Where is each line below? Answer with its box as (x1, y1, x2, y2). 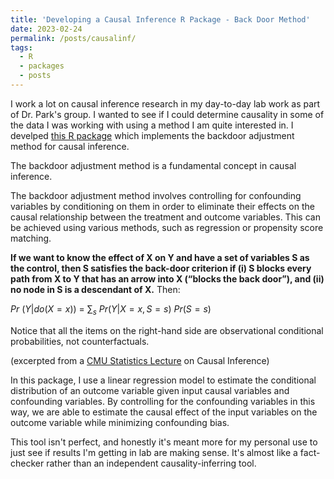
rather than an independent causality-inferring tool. (46, 457, 257, 469)
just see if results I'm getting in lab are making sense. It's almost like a (10, 446, 298, 458)
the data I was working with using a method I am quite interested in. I (10, 119, 294, 131)
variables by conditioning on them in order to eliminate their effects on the (10, 200, 315, 212)
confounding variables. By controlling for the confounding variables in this (10, 395, 316, 407)
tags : (10, 42, 33, 53)
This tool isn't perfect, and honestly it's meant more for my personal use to (10, 436, 318, 448)
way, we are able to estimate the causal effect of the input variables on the (10, 406, 318, 418)
